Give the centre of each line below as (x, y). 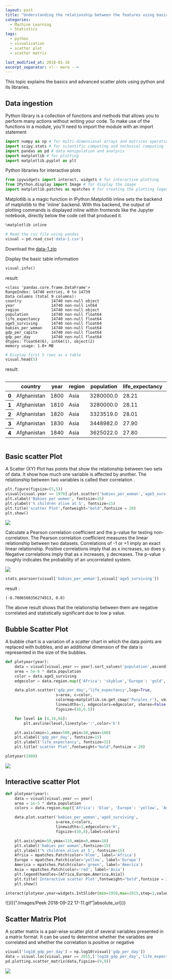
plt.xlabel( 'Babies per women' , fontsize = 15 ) (55, 499)
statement (16, 132)
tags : (11, 34)
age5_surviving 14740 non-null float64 (53, 323)
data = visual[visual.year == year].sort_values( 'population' (82, 666)
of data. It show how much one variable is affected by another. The (76, 474)
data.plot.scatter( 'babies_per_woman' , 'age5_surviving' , (77, 817)
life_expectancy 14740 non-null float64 (53, 319)
